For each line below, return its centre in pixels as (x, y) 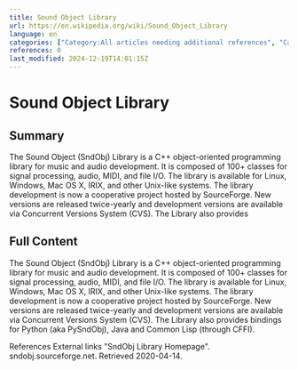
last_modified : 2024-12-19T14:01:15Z (79, 59)
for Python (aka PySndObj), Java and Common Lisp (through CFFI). (132, 329)
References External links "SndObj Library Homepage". (110, 346)
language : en (33, 34)
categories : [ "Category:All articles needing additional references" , (142, 42)
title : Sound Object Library (63, 17)
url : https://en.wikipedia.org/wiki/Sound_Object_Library (118, 26)
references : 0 (35, 51)
